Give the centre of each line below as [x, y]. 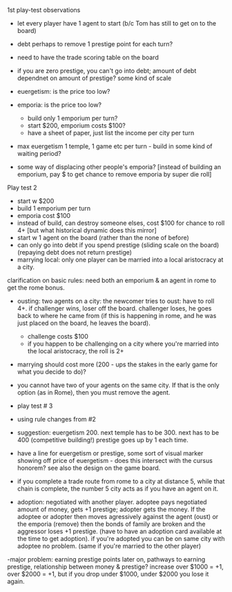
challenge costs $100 [58, 336]
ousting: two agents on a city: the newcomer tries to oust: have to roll [116, 301]
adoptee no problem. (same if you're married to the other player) [109, 546]
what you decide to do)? [51, 372]
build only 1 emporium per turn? [72, 118]
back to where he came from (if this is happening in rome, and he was [117, 316]
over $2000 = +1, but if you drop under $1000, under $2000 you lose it [108, 574]
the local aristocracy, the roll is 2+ [76, 351]
